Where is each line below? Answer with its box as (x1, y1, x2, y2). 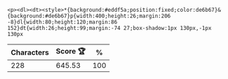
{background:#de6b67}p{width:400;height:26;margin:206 (7, 12, 171, 19)
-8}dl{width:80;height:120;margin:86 (7, 19, 118, 26)
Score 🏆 (55, 46, 86, 55)
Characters (11, 47, 49, 57)
